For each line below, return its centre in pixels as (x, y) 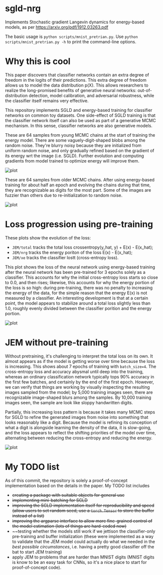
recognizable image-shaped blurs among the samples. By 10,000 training (78, 397)
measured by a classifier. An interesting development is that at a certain (77, 298)
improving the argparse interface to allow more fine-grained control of (82, 521)
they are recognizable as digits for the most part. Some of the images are (78, 190)
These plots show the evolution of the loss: (48, 238)
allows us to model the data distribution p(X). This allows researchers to (77, 85)
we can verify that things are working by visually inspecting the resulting (78, 387)
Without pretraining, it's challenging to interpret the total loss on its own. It (79, 356)
